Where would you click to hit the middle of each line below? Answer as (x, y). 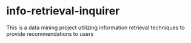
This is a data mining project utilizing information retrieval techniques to (95, 27)
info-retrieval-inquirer (63, 11)
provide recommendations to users (50, 33)
